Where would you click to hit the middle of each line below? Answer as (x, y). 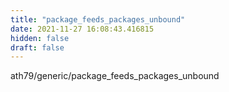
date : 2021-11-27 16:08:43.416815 (82, 29)
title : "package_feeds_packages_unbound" (98, 19)
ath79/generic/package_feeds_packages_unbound (115, 76)
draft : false (37, 47)
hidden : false (40, 38)
